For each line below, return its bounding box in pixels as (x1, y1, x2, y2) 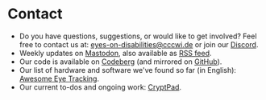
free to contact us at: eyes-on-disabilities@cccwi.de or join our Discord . (19, 39, 259, 49)
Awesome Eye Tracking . (19, 74, 100, 83)
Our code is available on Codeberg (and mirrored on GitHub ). (19, 57, 222, 66)
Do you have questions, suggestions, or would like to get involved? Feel (19, 31, 257, 41)
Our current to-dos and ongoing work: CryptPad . (19, 82, 182, 92)
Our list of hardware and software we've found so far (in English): (19, 65, 237, 74)
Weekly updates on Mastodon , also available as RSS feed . (19, 48, 212, 58)
